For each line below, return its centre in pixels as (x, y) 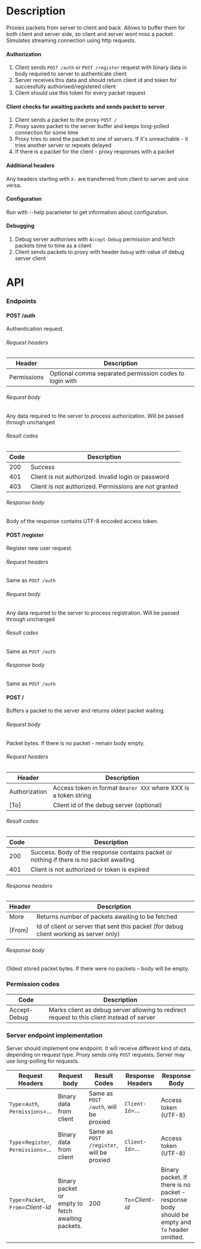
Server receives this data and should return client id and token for (96, 80)
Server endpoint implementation (54, 1035)
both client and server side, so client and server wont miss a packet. (90, 34)
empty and (176, 1222)
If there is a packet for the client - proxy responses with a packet (95, 152)
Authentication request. (35, 329)
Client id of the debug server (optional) (108, 805)
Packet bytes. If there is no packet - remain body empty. (76, 743)
